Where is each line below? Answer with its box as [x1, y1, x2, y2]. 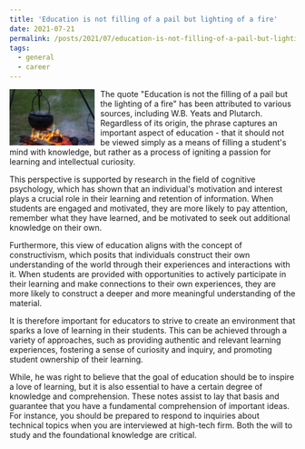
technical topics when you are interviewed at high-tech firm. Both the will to [9, 420, 293, 431]
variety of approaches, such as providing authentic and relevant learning [9, 334, 281, 345]
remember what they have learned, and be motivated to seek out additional [9, 213, 290, 223]
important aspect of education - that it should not [100, 127, 285, 138]
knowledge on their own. [9, 223, 103, 233]
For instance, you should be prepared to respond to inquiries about [9, 410, 261, 421]
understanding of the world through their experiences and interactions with [9, 259, 290, 270]
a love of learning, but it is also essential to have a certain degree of [9, 382, 263, 392]
